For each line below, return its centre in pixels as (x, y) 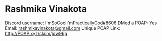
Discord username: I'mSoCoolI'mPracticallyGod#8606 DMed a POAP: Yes (81, 23)
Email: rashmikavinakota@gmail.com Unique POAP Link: (63, 28)
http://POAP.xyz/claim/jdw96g (36, 33)
